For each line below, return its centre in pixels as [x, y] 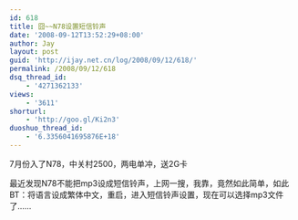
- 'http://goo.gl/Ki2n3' [73, 120]
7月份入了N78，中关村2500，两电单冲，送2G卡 [99, 163]
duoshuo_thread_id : [46, 129]
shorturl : [28, 111]
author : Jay [32, 43]
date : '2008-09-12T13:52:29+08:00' [77, 35]
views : [22, 94]
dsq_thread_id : [38, 78]
